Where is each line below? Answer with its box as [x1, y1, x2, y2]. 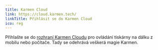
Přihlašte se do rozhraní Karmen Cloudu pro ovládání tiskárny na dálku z [5, 34, 153, 40]
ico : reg [5, 21, 23, 26]
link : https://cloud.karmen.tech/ [5, 12, 77, 17]
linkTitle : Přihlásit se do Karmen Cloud [5, 16, 92, 21]
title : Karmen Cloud [5, 7, 48, 12]
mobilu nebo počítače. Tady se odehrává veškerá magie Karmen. [5, 40, 138, 46]
